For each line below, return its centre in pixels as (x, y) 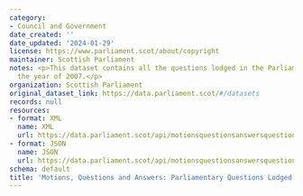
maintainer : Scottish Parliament (72, 60)
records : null (36, 102)
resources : (30, 110)
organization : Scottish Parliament (76, 85)
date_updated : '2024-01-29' (62, 43)
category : (28, 18)
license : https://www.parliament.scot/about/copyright (115, 51)
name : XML (36, 127)
